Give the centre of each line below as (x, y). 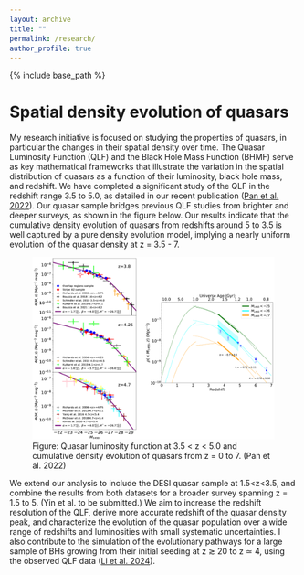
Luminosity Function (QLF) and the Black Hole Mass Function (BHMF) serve (152, 157)
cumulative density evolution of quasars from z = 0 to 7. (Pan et (152, 456)
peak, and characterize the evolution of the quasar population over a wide (148, 522)
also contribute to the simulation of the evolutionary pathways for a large (146, 542)
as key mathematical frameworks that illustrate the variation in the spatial (147, 167)
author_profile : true (51, 48)
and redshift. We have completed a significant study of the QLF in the (140, 186)
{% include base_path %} (58, 75)
